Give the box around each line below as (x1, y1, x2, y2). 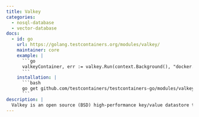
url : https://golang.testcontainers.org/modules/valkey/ (17, 42, 161, 48)
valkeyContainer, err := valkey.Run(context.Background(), (21, 63, 171, 70)
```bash (21, 80, 41, 86)
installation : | (17, 74, 57, 80)
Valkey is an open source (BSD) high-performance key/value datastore (11, 102, 190, 108)
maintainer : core (17, 47, 60, 53)
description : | (6, 96, 44, 102)
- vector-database (11, 25, 57, 31)
